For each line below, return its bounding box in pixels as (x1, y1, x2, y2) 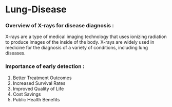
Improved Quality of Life (12, 85, 64, 92)
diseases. (5, 50, 26, 56)
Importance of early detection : (5, 63, 85, 70)
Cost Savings (12, 91, 41, 97)
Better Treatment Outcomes (12, 75, 72, 81)
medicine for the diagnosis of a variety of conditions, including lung (5, 45, 148, 51)
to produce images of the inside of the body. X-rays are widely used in (5, 39, 155, 45)
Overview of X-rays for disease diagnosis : (5, 22, 114, 29)
